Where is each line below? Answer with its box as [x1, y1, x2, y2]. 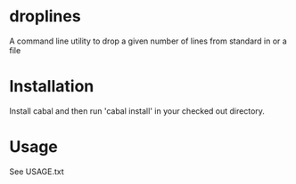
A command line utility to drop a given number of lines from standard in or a [9, 36, 287, 46]
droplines [9, 6, 82, 27]
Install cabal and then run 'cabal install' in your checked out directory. [9, 105, 266, 116]
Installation [9, 76, 95, 97]
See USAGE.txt [9, 166, 64, 177]
